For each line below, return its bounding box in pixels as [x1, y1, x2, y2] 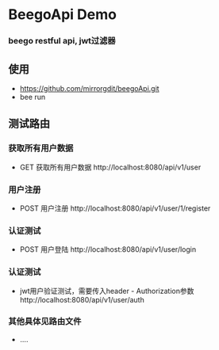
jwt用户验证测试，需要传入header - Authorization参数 [19, 286, 194, 295]
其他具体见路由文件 [8, 316, 82, 327]
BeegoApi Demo [8, 6, 117, 24]
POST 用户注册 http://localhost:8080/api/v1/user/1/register [19, 204, 211, 213]
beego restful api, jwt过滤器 [8, 36, 117, 47]
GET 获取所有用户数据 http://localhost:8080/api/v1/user [19, 162, 202, 172]
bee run [19, 92, 46, 101]
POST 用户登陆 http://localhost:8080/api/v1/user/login [19, 245, 197, 254]
